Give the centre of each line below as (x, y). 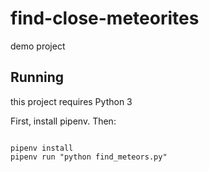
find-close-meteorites (105, 18)
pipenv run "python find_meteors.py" (89, 157)
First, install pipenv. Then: (63, 121)
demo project (38, 46)
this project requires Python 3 (71, 101)
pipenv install (42, 148)
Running (37, 77)
